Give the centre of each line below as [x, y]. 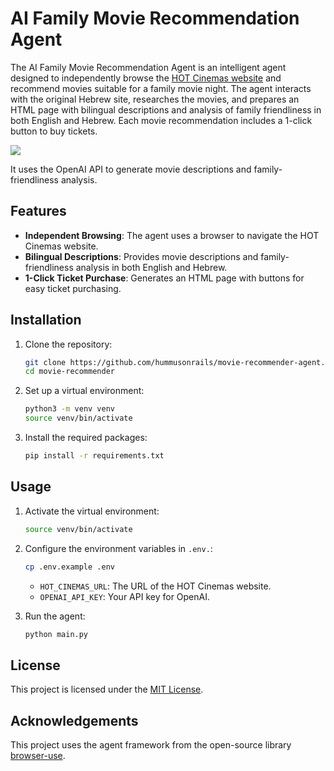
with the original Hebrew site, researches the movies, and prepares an [155, 99]
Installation [46, 320]
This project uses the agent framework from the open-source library [151, 745]
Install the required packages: [86, 438]
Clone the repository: [68, 344]
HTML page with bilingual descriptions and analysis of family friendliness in [166, 109]
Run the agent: [55, 616]
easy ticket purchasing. [73, 288]
